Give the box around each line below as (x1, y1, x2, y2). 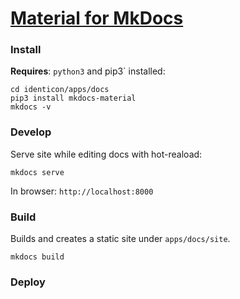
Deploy (10, 275, 46, 289)
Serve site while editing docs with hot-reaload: (10, 148, 203, 160)
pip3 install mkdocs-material (10, 93, 137, 104)
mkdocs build (10, 252, 65, 262)
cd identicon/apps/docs (10, 85, 110, 95)
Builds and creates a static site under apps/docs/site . (10, 233, 231, 245)
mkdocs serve (10, 167, 65, 177)
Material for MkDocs (10, 7, 184, 30)
